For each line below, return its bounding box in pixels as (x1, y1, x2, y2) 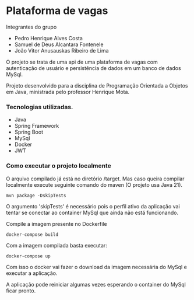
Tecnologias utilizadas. (6, 103, 73, 111)
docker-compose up (6, 253, 51, 259)
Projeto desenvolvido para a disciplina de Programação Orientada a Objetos (6, 82, 188, 89)
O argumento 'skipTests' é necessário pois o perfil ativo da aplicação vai (6, 203, 180, 210)
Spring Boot (14, 128, 44, 135)
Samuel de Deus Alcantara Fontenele (14, 41, 104, 48)
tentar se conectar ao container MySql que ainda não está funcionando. (6, 209, 179, 216)
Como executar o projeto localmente (6, 162, 112, 170)
